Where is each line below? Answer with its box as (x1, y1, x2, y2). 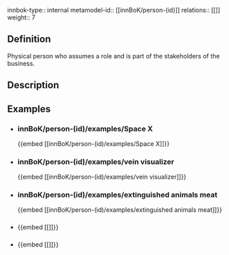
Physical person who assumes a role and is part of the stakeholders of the (7, 51, 221, 60)
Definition (7, 33, 51, 45)
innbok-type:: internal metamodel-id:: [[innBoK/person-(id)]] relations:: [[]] (7, 6, 221, 14)
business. (7, 59, 35, 67)
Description (7, 79, 59, 91)
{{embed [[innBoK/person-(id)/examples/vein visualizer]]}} (17, 173, 187, 181)
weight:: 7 (7, 13, 36, 22)
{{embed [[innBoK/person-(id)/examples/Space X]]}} (17, 139, 170, 148)
